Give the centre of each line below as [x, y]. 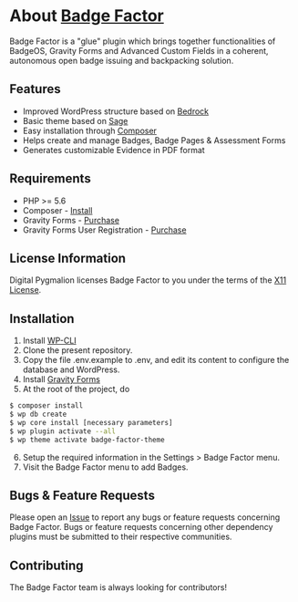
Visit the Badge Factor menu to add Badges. [105, 467]
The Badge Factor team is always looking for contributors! [118, 587]
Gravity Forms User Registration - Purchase [104, 230]
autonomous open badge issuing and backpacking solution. [122, 60]
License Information [67, 258]
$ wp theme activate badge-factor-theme [87, 440]
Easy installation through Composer [90, 130]
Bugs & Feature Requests [82, 495]
